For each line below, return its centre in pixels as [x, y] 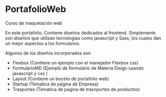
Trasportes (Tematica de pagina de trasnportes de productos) [76, 89]
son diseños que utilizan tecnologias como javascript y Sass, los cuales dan [83, 38]
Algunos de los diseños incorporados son [48, 53]
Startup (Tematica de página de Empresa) [55, 84]
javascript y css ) [30, 73]
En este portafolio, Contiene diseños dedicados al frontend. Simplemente [80, 32]
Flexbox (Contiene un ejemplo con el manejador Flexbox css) [75, 62]
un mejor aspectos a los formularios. [43, 43]
